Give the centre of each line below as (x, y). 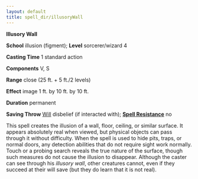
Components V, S (28, 68)
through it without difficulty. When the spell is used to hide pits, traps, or (94, 138)
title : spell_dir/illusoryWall (45, 17)
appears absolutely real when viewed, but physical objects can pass (89, 132)
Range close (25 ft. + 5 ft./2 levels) (48, 80)
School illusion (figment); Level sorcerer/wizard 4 (66, 45)
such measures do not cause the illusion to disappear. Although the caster (97, 157)
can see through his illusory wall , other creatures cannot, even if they (91, 163)
